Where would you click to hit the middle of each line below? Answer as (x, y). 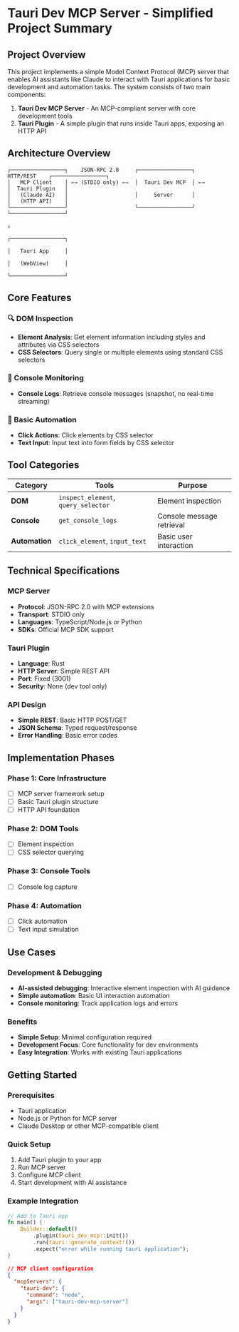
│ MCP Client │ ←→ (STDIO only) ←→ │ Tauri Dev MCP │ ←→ (106, 182)
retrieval (171, 524)
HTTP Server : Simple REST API (64, 671)
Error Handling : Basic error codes (67, 736)
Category (31, 485)
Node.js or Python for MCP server (67, 1118)
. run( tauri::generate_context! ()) (84, 1243)
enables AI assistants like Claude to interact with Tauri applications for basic (119, 79)
